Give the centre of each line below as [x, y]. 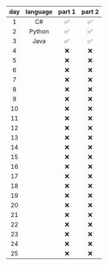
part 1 [67, 12]
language [39, 12]
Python [39, 31]
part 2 [90, 12]
